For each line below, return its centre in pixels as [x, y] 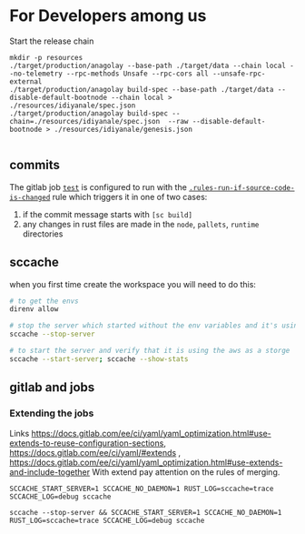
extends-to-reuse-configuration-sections [87, 443]
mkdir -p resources [46, 57]
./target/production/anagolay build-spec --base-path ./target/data [142, 89]
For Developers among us [108, 16]
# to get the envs [44, 301]
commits [35, 165]
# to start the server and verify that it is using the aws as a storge [150, 351]
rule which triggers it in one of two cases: [130, 196]
